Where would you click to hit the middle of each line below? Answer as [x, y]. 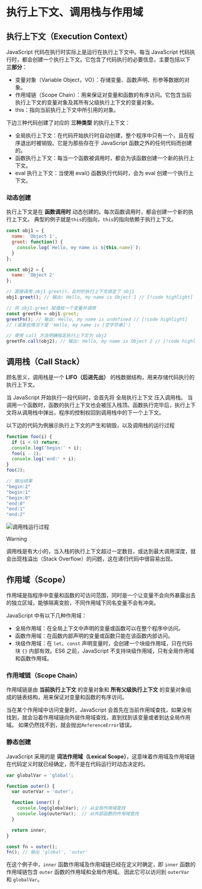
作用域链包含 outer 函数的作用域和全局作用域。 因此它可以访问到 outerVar [98, 872]
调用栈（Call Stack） [45, 361]
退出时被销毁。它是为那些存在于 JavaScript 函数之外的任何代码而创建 [106, 143]
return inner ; [29, 830]
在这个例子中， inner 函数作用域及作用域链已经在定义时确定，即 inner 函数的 [101, 864]
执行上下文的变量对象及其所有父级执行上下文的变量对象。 [86, 102]
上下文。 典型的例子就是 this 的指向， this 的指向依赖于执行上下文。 [94, 220]
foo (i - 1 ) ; [27, 454]
